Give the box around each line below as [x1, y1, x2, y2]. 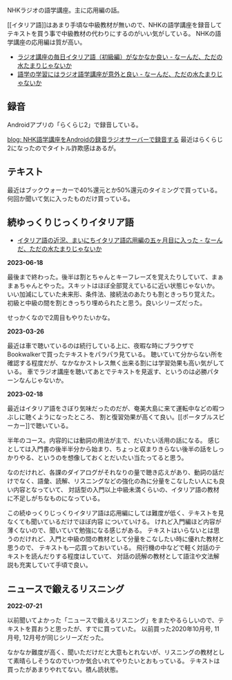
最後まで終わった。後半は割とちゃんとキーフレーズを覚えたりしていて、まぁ [7, 273, 224, 282]
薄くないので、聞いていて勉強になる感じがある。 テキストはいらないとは [7, 526, 214, 535]
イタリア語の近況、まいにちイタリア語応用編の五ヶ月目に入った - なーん [17, 236, 223, 244]
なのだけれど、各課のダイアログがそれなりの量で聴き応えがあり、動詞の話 [7, 468, 219, 477]
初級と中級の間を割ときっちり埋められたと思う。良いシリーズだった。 [7, 299, 206, 307]
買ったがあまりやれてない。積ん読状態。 [7, 665, 122, 674]
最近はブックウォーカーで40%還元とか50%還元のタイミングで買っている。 [7, 185, 221, 194]
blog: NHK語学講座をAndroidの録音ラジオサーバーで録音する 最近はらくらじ [7, 135, 223, 143]
